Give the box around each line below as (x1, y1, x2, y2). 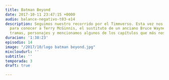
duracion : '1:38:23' (5, 35, 49, 40)
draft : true (5, 63, 30, 68)
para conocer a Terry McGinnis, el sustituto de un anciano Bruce (10, 26, 152, 31)
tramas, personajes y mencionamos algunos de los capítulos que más (10, 30, 156, 35)
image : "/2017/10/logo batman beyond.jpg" (5, 44, 96, 49)
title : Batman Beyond (5, 7, 51, 12)
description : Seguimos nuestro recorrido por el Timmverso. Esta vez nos (5, 21, 163, 26)
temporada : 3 (5, 58, 33, 63)
